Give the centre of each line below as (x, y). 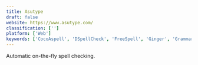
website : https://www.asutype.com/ (50, 22)
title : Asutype (25, 12)
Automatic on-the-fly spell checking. (51, 56)
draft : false (22, 17)
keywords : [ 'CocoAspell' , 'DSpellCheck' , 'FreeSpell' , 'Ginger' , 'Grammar (100, 39)
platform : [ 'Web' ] (29, 34)
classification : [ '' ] (33, 28)
